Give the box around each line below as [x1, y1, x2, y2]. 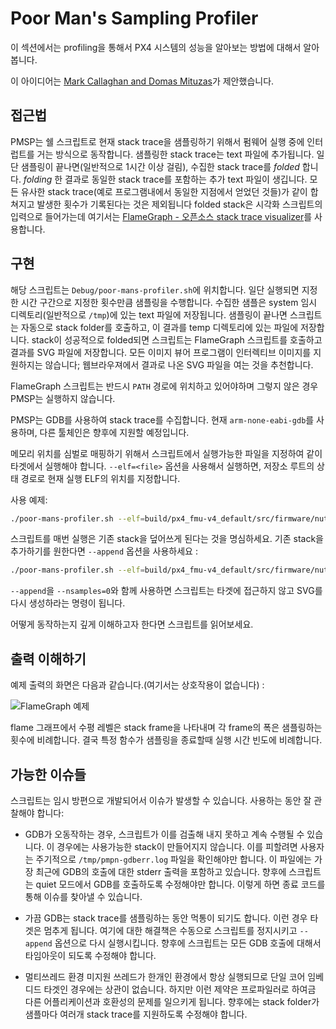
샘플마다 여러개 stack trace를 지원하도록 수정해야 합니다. [24, 1008, 248, 1020]
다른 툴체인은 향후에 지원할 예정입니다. [39, 426, 190, 438]
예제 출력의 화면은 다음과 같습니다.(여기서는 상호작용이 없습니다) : [10, 679, 265, 691]
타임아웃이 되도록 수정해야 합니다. [24, 949, 157, 961]
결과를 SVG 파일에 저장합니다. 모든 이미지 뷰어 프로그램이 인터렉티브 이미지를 [10, 346, 312, 358]
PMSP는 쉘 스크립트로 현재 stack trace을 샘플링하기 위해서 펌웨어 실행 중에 [10, 135, 305, 147]
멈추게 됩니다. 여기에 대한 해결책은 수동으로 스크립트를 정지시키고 [43, 924, 298, 936]
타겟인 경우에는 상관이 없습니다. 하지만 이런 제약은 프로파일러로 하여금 [43, 983, 317, 995]
